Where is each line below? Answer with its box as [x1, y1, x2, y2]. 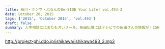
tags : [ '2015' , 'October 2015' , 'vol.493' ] [5, 16, 96, 21]
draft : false [5, 20, 32, 26]
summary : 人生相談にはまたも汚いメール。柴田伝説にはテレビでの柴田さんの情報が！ [5, 25, 153, 30]
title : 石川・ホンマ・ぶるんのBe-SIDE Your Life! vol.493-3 [5, 7, 123, 12]
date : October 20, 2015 [5, 12, 54, 16]
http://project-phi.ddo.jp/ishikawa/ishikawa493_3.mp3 [5, 38, 115, 44]
